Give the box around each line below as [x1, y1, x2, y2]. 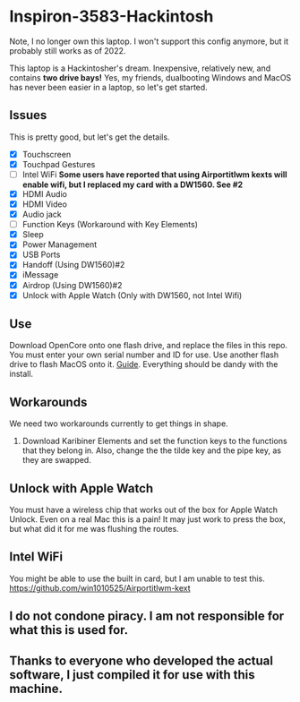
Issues [9, 107, 47, 123]
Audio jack [21, 209, 62, 220]
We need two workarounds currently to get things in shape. [9, 418, 228, 429]
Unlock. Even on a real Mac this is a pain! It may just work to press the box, [9, 514, 287, 525]
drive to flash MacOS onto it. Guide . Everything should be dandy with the [9, 359, 279, 370]
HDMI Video [21, 199, 67, 210]
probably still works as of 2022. [9, 45, 126, 56]
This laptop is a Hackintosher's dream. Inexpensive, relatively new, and [9, 63, 271, 73]
